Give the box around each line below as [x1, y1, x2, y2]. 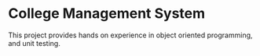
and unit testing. [8, 38, 60, 47]
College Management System [8, 5, 206, 23]
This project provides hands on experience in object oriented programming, [8, 30, 253, 40]
